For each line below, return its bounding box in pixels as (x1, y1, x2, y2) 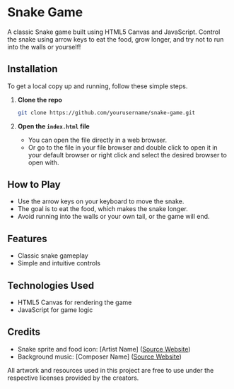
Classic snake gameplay (17, 251, 88, 260)
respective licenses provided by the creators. (7, 373, 139, 382)
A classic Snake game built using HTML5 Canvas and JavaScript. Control (7, 28, 221, 36)
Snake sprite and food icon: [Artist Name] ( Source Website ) (17, 345, 191, 353)
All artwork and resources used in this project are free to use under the (7, 366, 214, 374)
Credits (7, 326, 41, 338)
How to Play (7, 179, 62, 191)
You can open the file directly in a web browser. (28, 136, 168, 144)
